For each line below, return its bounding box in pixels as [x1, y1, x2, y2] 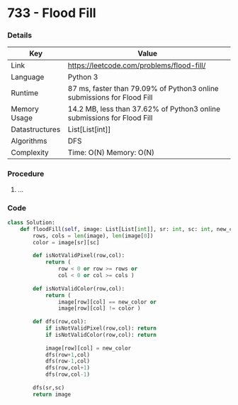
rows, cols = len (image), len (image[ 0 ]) [33, 232, 154, 239]
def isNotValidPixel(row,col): [33, 252, 125, 259]
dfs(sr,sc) [33, 384, 65, 391]
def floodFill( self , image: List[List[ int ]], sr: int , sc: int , [20, 225, 214, 232]
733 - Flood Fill [7, 5, 97, 21]
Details [7, 31, 33, 40]
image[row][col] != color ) [57, 305, 141, 312]
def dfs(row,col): [33, 318, 87, 325]
